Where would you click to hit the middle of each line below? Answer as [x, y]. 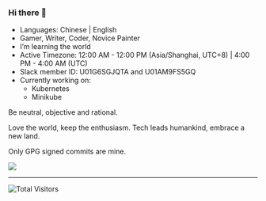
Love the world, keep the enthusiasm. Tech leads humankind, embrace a [127, 128]
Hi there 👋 [28, 13]
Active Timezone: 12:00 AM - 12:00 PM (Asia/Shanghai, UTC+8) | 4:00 [135, 55]
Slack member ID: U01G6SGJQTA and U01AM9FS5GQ [108, 72]
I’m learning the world [55, 47]
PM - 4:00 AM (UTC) [54, 63]
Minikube [46, 97]
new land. [24, 136]
